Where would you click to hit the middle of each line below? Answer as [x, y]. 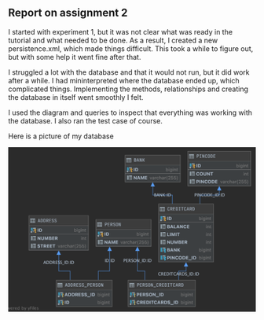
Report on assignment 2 [68, 13]
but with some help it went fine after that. [75, 57]
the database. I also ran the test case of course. [86, 120]
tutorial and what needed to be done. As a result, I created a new [113, 40]
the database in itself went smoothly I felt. [76, 97]
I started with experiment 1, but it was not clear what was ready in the [121, 31]
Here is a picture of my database [61, 136]
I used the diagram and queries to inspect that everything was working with [130, 112]
